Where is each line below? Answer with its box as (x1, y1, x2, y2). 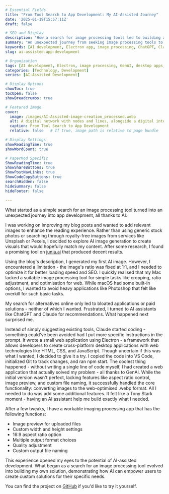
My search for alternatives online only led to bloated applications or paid (5, 300, 155, 306)
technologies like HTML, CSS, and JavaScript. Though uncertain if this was (5, 347, 161, 353)
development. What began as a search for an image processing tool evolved (5, 462, 163, 469)
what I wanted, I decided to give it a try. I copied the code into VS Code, (5, 353, 154, 359)
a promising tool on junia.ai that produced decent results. (5, 249, 124, 255)
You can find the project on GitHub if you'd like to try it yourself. (5, 483, 137, 489)
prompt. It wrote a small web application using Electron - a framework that (5, 337, 159, 343)
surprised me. (5, 316, 34, 323)
